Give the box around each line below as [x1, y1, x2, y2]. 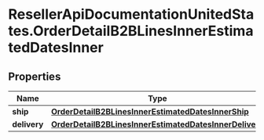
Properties [8, 70, 61, 83]
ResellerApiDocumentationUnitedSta [8, 5, 255, 23]
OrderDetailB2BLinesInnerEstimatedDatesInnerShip [50, 106, 249, 117]
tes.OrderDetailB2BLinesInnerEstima [8, 22, 254, 40]
